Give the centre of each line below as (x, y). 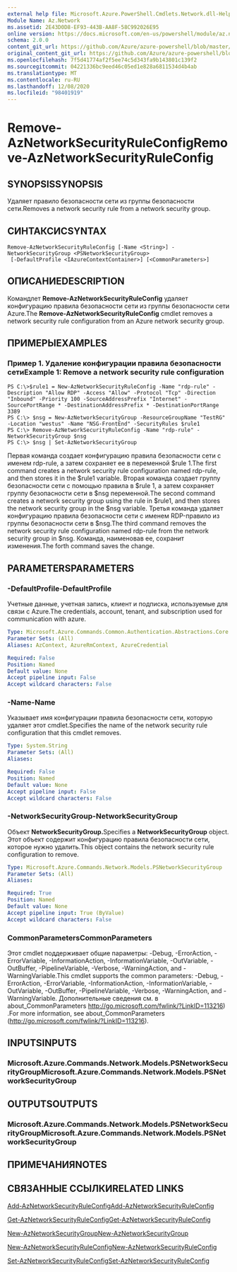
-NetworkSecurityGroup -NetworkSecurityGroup (93, 817)
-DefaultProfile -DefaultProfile (59, 589)
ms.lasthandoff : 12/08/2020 (49, 86)
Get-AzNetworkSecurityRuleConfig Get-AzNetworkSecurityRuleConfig (109, 1220)
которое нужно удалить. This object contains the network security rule (111, 846)
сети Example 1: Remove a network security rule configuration (116, 373)
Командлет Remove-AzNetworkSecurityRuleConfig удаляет (98, 298)
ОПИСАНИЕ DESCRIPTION (66, 282)
